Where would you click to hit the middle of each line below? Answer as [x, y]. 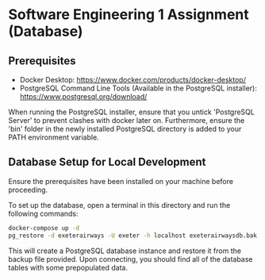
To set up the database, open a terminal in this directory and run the [119, 205]
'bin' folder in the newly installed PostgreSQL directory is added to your [125, 129]
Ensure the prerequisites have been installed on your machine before [121, 181]
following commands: [43, 213]
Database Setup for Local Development [107, 162]
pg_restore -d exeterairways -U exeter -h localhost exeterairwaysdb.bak [133, 236]
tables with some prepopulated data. [68, 267]
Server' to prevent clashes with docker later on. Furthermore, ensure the [127, 120]
